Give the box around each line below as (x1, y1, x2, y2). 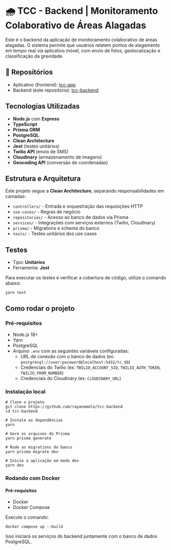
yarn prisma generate (5, 436, 52, 441)
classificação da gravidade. (5, 53, 64, 59)
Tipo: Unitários (12, 259, 45, 265)
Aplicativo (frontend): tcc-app (12, 81, 76, 87)
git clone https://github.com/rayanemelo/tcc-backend (5, 404, 123, 410)
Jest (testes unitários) (12, 143, 60, 149)
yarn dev (5, 463, 24, 468)
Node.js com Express (12, 115, 60, 122)
